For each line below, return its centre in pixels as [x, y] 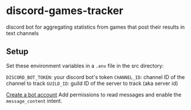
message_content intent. [34, 101]
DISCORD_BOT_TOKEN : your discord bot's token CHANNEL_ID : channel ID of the [95, 77]
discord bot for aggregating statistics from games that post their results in [95, 27]
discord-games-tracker [65, 11]
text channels [23, 33]
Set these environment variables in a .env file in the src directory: [85, 66]
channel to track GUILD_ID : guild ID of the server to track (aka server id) [92, 83]
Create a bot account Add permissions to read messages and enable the [94, 94]
